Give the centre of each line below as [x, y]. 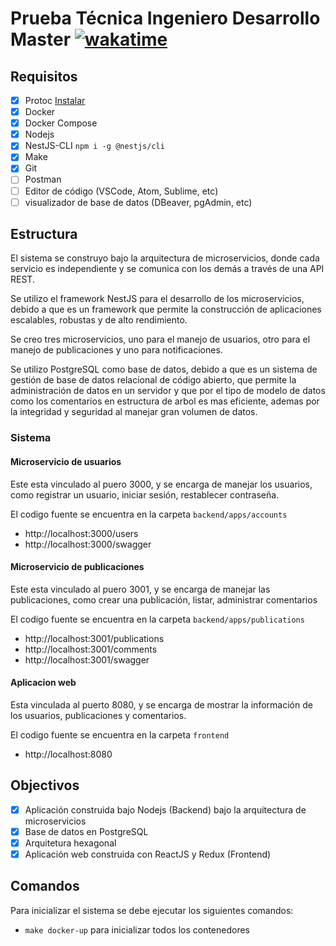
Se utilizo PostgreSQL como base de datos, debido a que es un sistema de [164, 369]
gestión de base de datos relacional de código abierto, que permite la [153, 380]
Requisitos [44, 76]
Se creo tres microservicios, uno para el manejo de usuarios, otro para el [160, 339]
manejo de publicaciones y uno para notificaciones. [116, 350]
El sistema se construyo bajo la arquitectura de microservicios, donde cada [165, 258]
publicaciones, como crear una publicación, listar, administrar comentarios [164, 599]
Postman [43, 179]
